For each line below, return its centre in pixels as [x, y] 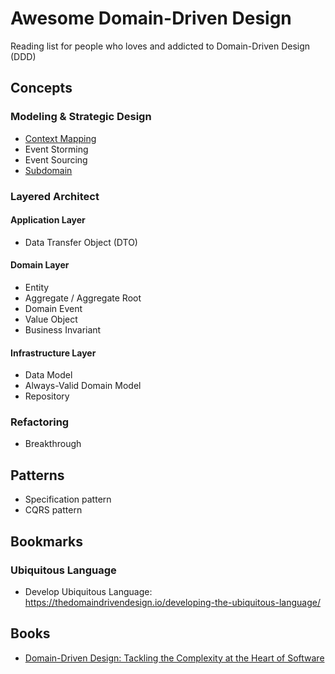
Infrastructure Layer [53, 353]
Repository [47, 396]
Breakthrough [53, 444]
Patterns [37, 475]
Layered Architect [55, 196]
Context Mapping [60, 138]
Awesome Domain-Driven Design [151, 18]
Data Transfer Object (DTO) [81, 242]
